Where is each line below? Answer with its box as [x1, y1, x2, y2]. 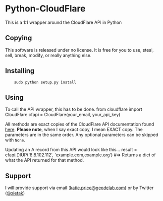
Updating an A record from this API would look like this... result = [5, 147, 137, 153]
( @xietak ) [5, 190, 25, 196]
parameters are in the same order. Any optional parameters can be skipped [5, 132, 159, 138]
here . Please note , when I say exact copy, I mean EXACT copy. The [5, 127, 143, 133]
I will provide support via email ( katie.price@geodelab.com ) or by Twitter [5, 185, 154, 191]
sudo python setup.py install [14, 80, 77, 85]
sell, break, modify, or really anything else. [5, 52, 92, 58]
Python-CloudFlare [5, 3, 86, 14]
